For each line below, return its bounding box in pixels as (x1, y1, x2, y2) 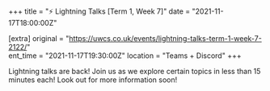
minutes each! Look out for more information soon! (8, 75, 178, 85)
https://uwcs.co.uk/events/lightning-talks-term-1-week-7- (68, 34, 263, 43)
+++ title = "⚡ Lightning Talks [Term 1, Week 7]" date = (8, 6, 191, 16)
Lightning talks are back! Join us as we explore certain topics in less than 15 (8, 67, 261, 76)
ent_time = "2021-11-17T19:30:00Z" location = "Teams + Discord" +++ (8, 51, 242, 60)
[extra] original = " (8, 34, 70, 43)
